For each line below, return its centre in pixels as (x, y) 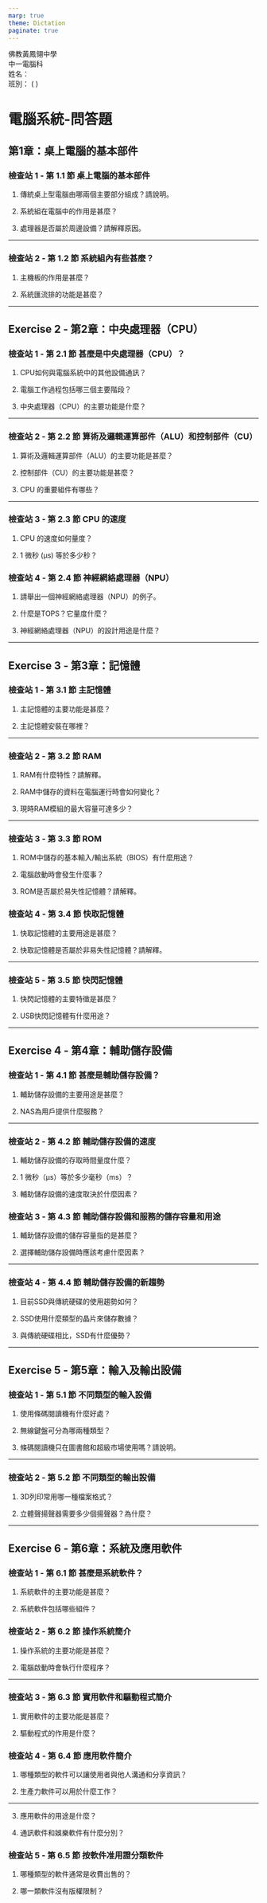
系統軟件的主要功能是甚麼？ (65, 1592)
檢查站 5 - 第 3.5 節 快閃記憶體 (66, 980)
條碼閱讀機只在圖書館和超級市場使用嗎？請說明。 (100, 1447)
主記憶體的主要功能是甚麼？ (65, 709)
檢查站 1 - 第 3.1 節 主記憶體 (60, 690)
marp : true (26, 16)
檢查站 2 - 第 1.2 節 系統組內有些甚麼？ (81, 258)
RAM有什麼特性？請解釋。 (62, 775)
